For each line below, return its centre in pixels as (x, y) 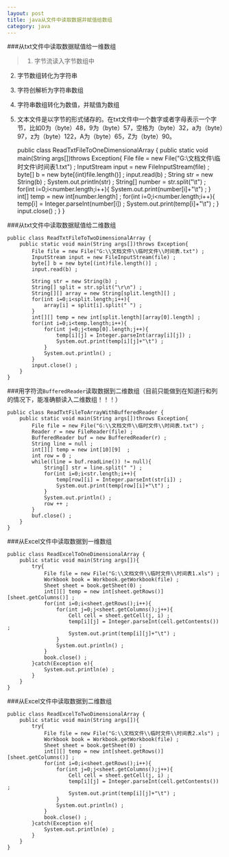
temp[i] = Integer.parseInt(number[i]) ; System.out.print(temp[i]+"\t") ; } (118, 204)
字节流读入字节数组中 (64, 61)
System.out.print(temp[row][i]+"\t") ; (113, 486)
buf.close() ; (52, 516)
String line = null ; (63, 444)
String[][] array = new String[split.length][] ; (104, 293)
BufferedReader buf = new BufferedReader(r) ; (99, 438)
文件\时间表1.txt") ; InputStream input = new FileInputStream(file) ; (116, 167)
